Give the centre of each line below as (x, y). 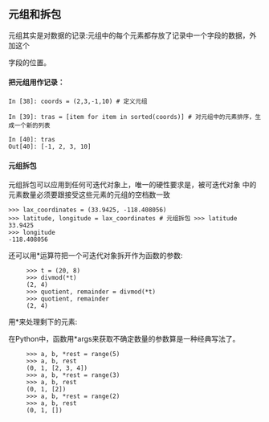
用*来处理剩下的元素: (43, 322)
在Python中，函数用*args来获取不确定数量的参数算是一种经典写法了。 (124, 339)
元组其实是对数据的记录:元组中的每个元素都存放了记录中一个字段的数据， (129, 35)
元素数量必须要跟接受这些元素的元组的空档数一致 (89, 195)
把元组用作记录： (37, 82)
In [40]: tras (32, 140)
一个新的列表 (32, 126)
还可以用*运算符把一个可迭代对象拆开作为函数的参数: (96, 256)
